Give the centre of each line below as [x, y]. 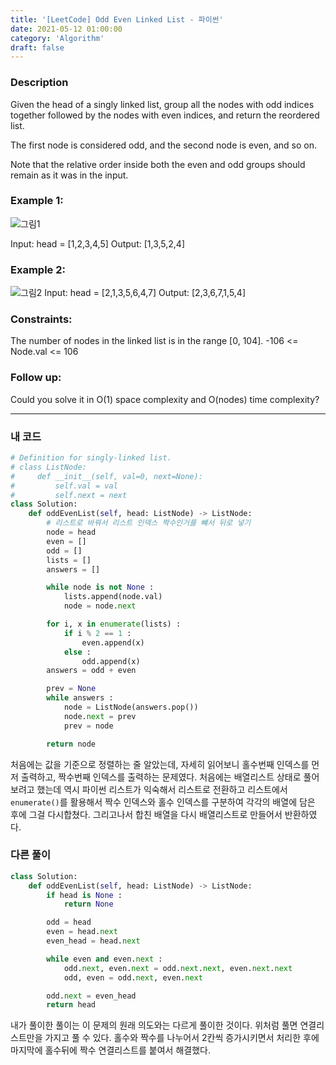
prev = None [71, 689]
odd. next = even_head [91, 996]
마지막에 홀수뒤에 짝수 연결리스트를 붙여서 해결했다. [110, 1050]
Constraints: [41, 319]
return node [71, 744]
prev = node [88, 726]
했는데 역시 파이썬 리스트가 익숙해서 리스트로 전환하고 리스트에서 [162, 789]
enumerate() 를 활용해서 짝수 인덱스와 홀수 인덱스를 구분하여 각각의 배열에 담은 [163, 802]
